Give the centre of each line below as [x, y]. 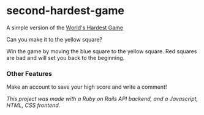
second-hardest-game [65, 11]
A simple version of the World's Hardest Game [65, 28]
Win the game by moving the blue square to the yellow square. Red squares [102, 51]
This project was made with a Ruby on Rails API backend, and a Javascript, [102, 99]
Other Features [29, 73]
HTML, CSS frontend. [33, 105]
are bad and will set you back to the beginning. [66, 57]
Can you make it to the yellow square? [55, 39]
